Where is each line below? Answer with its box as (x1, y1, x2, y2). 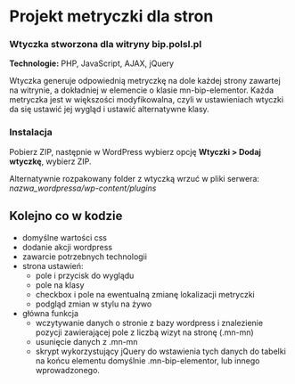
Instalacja (9, 127, 53, 139)
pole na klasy (35, 279, 85, 290)
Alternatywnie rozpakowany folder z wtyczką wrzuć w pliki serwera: (9, 173, 260, 184)
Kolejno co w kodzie (9, 208, 123, 224)
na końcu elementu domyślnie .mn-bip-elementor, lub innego (35, 355, 260, 366)
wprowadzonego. (35, 364, 101, 375)
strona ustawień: (21, 260, 84, 271)
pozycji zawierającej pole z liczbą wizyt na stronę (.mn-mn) (35, 327, 254, 338)
